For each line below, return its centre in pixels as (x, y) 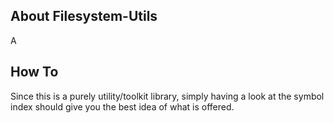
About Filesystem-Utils (84, 16)
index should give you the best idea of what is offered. (122, 106)
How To (34, 72)
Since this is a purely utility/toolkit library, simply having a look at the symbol (167, 96)
